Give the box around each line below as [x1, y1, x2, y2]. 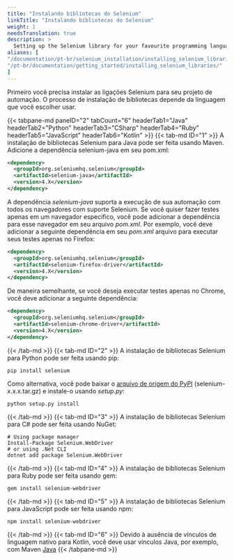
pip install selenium [7, 367, 70, 374]
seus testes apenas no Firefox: [7, 234, 95, 243]
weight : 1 [7, 23, 36, 30]
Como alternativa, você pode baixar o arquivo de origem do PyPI [7, 379, 193, 388]
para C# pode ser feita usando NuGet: [7, 420, 117, 428]
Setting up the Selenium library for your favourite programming [13, 43, 208, 50]
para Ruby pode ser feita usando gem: [7, 471, 117, 480]
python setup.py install [7, 400, 79, 407]
